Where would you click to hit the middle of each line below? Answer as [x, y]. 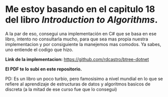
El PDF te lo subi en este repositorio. [44, 69]
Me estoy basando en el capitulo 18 [80, 9]
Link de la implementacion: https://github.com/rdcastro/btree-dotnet [77, 59]
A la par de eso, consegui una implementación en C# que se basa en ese [81, 33]
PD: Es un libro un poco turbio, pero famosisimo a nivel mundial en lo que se [84, 78]
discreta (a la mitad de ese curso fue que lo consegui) [61, 89]
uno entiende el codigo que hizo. [39, 49]
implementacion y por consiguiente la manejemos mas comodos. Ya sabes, [83, 44]
